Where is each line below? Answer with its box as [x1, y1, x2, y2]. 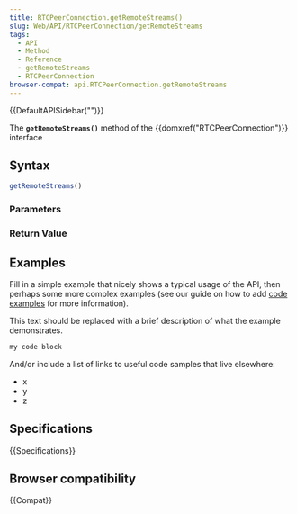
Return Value [9, 227, 67, 239]
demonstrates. [9, 325, 63, 336]
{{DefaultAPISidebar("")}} [9, 104, 104, 115]
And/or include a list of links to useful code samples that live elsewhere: [9, 358, 276, 369]
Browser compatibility [9, 472, 137, 487]
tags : [9, 30, 30, 39]
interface [9, 131, 43, 142]
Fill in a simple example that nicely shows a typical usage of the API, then [9, 278, 281, 289]
